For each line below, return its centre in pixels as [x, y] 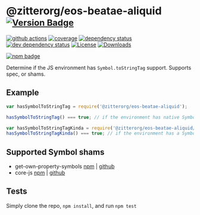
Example [23, 93]
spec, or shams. [26, 74]
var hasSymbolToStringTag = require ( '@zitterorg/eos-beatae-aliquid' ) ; [97, 106]
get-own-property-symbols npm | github [65, 166]
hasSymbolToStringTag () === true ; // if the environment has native [93, 117]
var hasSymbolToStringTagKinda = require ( [60, 128]
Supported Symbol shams [55, 152]
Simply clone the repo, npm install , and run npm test [71, 205]
